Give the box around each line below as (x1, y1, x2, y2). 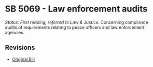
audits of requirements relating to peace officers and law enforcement (5, 24, 145, 30)
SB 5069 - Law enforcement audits (5, 3, 148, 14)
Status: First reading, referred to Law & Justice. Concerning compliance (5, 19, 148, 25)
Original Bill (12, 56, 35, 62)
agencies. (5, 29, 25, 35)
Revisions (5, 43, 35, 52)
